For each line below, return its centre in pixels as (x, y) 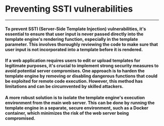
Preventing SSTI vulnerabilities (69, 9)
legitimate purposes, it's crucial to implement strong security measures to (82, 66)
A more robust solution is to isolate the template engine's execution (75, 97)
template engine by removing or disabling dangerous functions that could (81, 76)
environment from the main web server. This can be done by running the (80, 103)
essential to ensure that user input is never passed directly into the (74, 34)
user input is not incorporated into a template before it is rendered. (74, 49)
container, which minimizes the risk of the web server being (67, 113)
